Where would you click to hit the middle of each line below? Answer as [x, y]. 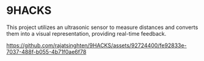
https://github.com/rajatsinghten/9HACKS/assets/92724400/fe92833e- [97, 45]
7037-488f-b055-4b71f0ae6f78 [46, 51]
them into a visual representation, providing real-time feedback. [86, 33]
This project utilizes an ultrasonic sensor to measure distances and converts [102, 27]
